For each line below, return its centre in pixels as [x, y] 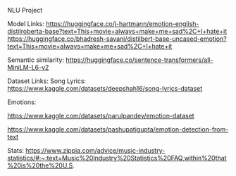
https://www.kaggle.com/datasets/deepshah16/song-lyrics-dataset [105, 88]
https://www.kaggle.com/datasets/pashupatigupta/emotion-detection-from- [118, 129]
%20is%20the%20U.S [40, 165]
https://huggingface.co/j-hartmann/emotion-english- [122, 24]
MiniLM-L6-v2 [28, 67]
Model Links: [26, 24]
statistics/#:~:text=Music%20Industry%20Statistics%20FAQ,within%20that [117, 158]
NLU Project [25, 10]
